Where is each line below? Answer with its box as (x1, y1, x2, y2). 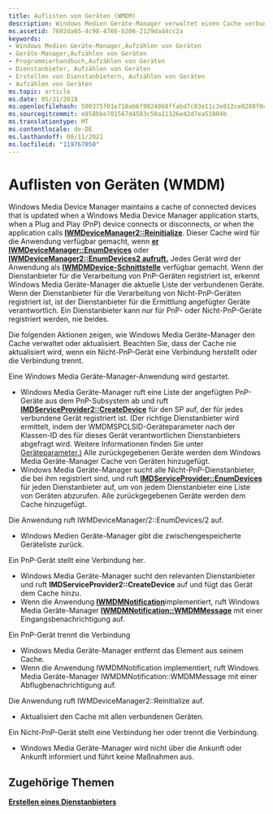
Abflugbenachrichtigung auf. (19, 680, 116, 691)
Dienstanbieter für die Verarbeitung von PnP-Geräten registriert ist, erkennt (8, 271, 260, 281)
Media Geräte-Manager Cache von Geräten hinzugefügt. (19, 457, 210, 466)
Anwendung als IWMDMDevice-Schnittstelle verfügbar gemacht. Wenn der (8, 262, 264, 272)
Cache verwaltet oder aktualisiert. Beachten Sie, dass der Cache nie (8, 339, 237, 349)
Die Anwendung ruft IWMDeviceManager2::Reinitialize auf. (8, 696, 205, 706)
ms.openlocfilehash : (8, 102, 79, 110)
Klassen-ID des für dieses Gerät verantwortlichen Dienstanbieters (19, 431, 241, 440)
